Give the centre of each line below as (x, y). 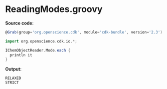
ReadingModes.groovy (54, 9)
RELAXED (13, 78)
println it (21, 55)
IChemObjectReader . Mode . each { (38, 50)
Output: (13, 69)
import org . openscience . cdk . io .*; (41, 41)
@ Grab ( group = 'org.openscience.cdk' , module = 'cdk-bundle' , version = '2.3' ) (84, 32)
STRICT (12, 83)
